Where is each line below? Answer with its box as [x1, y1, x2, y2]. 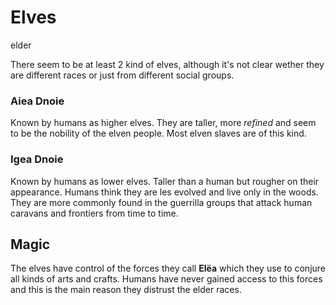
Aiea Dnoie [10, 94, 65, 108]
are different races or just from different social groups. [10, 69, 235, 81]
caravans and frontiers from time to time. [10, 207, 179, 219]
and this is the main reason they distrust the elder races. [10, 284, 242, 296]
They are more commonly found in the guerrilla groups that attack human [10, 196, 313, 208]
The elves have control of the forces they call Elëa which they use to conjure [10, 262, 326, 275]
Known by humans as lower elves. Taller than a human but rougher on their [10, 175, 320, 187]
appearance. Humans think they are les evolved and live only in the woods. [10, 186, 319, 198]
